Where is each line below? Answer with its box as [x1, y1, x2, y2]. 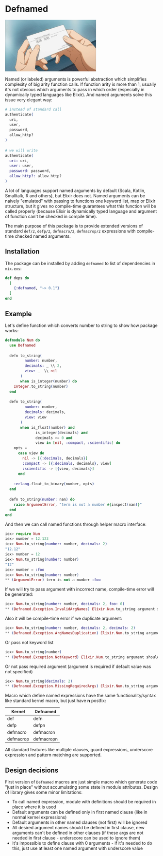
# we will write [5, 148, 38, 153]
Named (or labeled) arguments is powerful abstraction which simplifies [5, 76, 147, 82]
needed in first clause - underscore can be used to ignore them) [12, 835, 141, 841]
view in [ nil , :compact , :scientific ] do [35, 440, 120, 445]
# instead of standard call [5, 107, 62, 112]
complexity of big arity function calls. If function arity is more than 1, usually [5, 81, 157, 87]
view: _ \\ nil [24, 369, 57, 374]
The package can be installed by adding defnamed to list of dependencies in [5, 260, 155, 266]
